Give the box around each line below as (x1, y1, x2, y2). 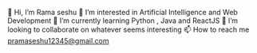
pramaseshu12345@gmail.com (7, 36, 109, 45)
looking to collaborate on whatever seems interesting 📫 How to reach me (7, 25, 250, 34)
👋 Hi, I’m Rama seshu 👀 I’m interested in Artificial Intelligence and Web (7, 8, 239, 17)
